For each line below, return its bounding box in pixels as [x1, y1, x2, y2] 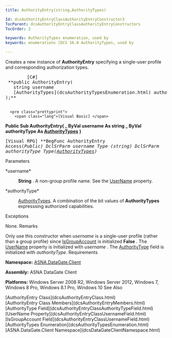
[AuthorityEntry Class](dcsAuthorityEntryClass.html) [5, 294, 116, 300]
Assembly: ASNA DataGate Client [5, 269, 77, 275]
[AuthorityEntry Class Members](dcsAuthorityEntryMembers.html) [5, 300, 145, 306]
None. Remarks [5, 223, 38, 229]
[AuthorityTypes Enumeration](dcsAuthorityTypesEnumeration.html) [5, 322, 149, 328]
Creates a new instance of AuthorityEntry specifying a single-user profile [5, 59, 162, 65]
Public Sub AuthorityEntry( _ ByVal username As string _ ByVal [5, 123, 142, 129]
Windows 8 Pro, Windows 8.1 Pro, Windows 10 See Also [5, 285, 123, 290]
